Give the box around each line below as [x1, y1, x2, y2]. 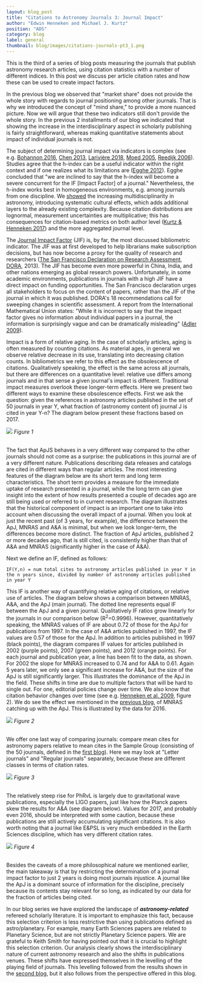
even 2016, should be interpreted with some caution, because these [6, 811, 175, 819]
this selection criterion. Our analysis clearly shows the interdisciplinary [6, 944, 182, 951]
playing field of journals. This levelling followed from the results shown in [6, 963, 188, 970]
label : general [6, 37, 45, 43]
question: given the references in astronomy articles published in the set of [6, 396, 193, 403]
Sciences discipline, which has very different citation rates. [6, 830, 153, 837]
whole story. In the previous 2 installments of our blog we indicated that [6, 116, 185, 123]
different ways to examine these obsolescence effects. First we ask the [6, 389, 184, 397]
